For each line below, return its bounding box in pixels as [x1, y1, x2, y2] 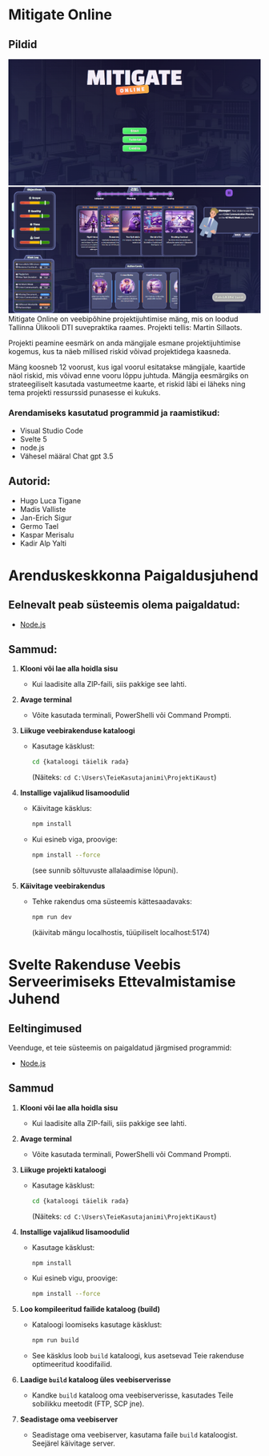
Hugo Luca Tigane [19, 495, 82, 506]
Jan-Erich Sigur [19, 513, 72, 522]
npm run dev [31, 914, 72, 922]
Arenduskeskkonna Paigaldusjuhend [8, 567, 259, 584]
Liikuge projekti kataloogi [19, 1164, 106, 1175]
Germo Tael [19, 521, 58, 530]
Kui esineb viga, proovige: [31, 835, 118, 845]
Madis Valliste [19, 504, 66, 514]
